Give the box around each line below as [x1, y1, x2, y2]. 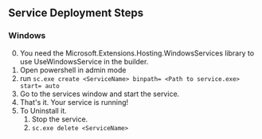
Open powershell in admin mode [19, 65, 127, 75]
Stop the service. [31, 114, 88, 124]
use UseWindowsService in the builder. [19, 56, 149, 66]
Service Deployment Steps [8, 6, 144, 20]
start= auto [19, 82, 60, 90]
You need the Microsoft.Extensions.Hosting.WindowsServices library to [19, 48, 255, 58]
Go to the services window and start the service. [19, 89, 180, 98]
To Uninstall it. [19, 106, 68, 115]
